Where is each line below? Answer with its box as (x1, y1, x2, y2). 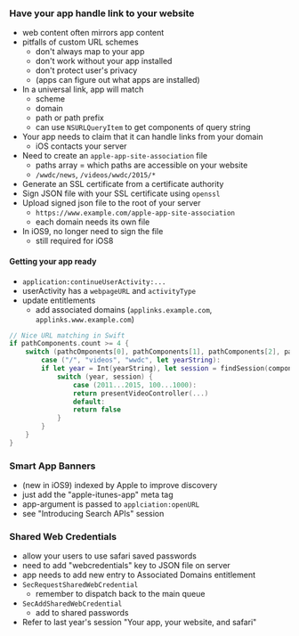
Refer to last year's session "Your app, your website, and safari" (21, 617, 257, 628)
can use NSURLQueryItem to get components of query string (35, 122, 251, 133)
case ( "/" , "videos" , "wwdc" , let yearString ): (41, 355, 221, 365)
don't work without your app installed (35, 56, 173, 67)
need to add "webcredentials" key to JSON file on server (21, 560, 231, 571)
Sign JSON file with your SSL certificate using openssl (21, 188, 221, 199)
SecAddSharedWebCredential (21, 599, 123, 608)
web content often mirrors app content (21, 28, 165, 38)
